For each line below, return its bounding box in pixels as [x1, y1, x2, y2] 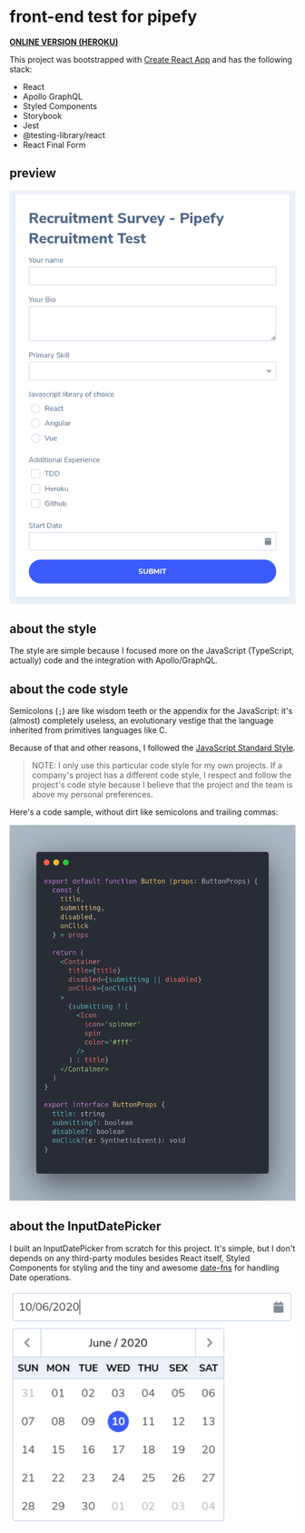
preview [9, 165, 56, 181]
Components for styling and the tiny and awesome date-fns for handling [9, 1262, 280, 1273]
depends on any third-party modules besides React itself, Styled [9, 1252, 251, 1263]
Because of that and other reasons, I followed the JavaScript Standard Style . [9, 743, 296, 754]
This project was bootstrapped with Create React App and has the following [9, 54, 293, 65]
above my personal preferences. [31, 789, 153, 800]
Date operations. [9, 1271, 72, 1283]
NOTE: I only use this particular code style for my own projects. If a [31, 760, 283, 771]
